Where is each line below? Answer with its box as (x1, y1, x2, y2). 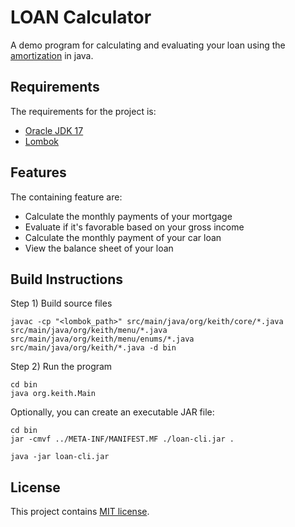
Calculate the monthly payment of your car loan (24, 231, 222, 243)
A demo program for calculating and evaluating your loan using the (10, 39, 286, 51)
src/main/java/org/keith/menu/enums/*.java (10, 334, 195, 345)
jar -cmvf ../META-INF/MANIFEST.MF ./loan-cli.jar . (10, 434, 235, 445)
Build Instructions (10, 271, 124, 288)
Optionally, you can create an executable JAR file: (10, 406, 215, 418)
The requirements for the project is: (10, 105, 157, 117)
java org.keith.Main (10, 389, 97, 399)
